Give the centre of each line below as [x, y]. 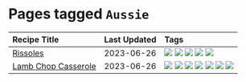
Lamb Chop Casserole [54, 66]
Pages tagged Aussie [79, 14]
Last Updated [130, 39]
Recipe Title [36, 39]
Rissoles [28, 53]
